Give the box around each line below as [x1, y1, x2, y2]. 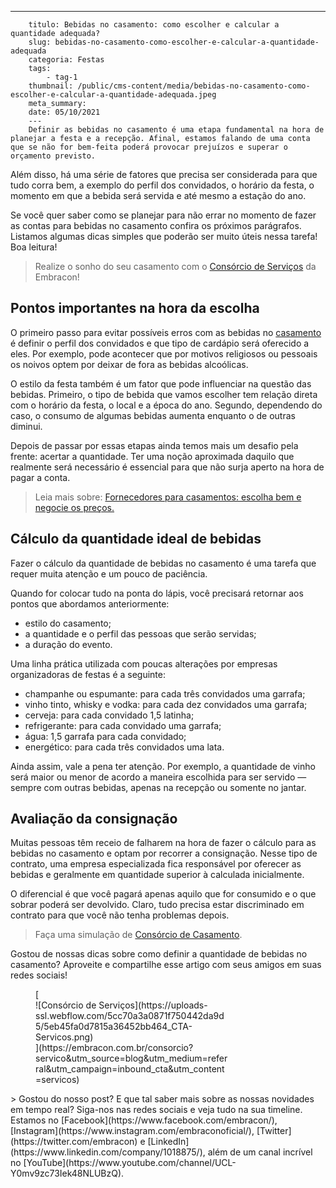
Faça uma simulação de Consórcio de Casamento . [34, 929, 243, 941]
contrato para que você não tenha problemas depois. [10, 909, 230, 921]
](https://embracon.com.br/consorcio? [35, 1042, 194, 1054]
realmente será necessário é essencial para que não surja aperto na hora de [10, 461, 325, 473]
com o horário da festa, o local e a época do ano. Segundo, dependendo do [10, 399, 323, 411]
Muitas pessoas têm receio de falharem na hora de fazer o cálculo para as [10, 837, 317, 849]
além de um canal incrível [207, 1146, 313, 1158]
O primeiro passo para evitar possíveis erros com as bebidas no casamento [10, 326, 322, 338]
